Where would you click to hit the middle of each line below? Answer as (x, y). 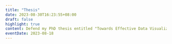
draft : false (19, 19)
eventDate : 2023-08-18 (29, 33)
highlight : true (23, 24)
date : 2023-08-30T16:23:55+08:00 (41, 15)
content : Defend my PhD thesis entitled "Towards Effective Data (76, 29)
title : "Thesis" (23, 10)
